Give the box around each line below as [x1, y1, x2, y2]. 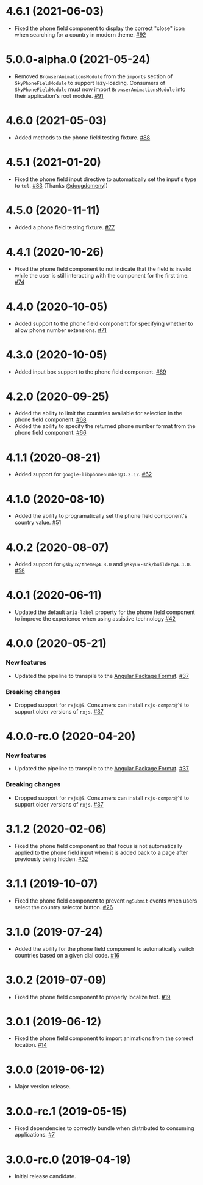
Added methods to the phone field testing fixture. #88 [14, 133, 151, 141]
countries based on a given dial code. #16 [14, 951, 120, 959]
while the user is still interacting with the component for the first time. [14, 271, 190, 279]
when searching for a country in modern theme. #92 [14, 31, 147, 38]
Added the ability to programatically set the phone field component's [14, 512, 188, 520]
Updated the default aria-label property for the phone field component [14, 608, 196, 616]
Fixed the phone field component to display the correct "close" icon [14, 24, 185, 32]
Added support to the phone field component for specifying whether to [14, 320, 193, 327]
